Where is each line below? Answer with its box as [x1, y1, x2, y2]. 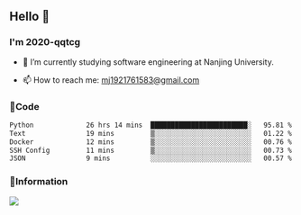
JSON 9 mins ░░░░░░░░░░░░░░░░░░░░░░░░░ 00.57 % [9, 154, 293, 163]
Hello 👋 [9, 9, 50, 24]
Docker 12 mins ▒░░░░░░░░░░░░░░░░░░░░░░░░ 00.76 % [9, 137, 293, 147]
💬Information [9, 175, 68, 188]
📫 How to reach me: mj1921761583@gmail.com [22, 74, 200, 85]
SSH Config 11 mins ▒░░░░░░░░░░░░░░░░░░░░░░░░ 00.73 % [9, 146, 293, 155]
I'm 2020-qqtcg [9, 36, 81, 49]
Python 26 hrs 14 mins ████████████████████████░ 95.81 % [9, 121, 293, 130]
